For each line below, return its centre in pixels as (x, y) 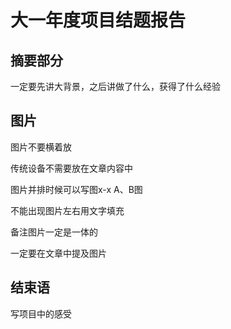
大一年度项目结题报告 (98, 20)
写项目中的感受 (41, 313)
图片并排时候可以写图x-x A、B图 (76, 189)
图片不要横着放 (41, 147)
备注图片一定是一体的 (54, 232)
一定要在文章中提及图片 (58, 253)
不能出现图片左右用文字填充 (67, 210)
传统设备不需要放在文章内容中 (71, 168)
